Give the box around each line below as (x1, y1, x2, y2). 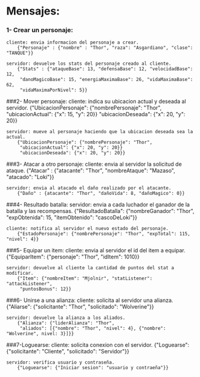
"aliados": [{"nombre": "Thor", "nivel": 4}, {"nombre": (19, 326, 166, 332)
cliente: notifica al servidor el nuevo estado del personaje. (6, 226, 169, 232)
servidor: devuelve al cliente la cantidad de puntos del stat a (6, 265, 174, 271)
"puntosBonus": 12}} (19, 286, 71, 292)
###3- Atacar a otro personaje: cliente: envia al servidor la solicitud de (6, 160, 182, 168)
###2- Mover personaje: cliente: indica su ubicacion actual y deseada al (6, 98, 186, 105)
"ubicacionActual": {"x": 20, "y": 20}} (19, 145, 123, 151)
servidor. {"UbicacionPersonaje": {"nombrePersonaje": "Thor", (6, 104, 162, 111)
